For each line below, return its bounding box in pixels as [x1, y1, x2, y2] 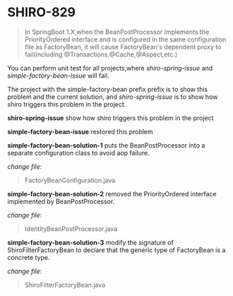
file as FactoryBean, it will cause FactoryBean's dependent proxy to [24, 42, 222, 51]
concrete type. [7, 253, 50, 261]
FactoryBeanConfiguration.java [24, 176, 116, 184]
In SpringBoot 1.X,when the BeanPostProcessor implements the [24, 28, 210, 36]
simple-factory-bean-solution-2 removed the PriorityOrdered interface [7, 189, 217, 198]
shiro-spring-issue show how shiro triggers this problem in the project [7, 114, 214, 122]
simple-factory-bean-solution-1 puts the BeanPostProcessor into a [7, 141, 205, 149]
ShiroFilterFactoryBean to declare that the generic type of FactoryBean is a [7, 245, 226, 254]
